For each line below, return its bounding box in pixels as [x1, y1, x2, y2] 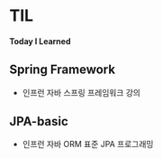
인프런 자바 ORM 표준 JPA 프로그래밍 [22, 139, 154, 150]
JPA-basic [9, 114, 69, 129]
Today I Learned [9, 35, 71, 46]
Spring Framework [9, 62, 115, 78]
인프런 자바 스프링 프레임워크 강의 [22, 87, 141, 98]
